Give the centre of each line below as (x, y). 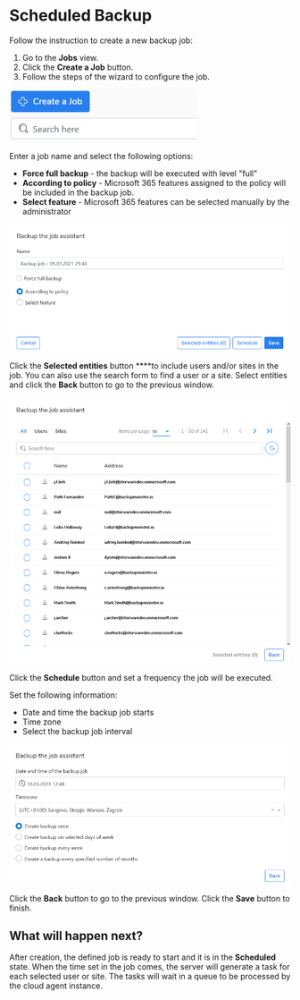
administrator (46, 211)
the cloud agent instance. (56, 986)
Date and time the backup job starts (88, 712)
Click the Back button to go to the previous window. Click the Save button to (150, 898)
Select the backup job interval (77, 731)
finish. (21, 908)
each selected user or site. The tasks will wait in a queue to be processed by (150, 977)
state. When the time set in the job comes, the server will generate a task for (150, 967)
